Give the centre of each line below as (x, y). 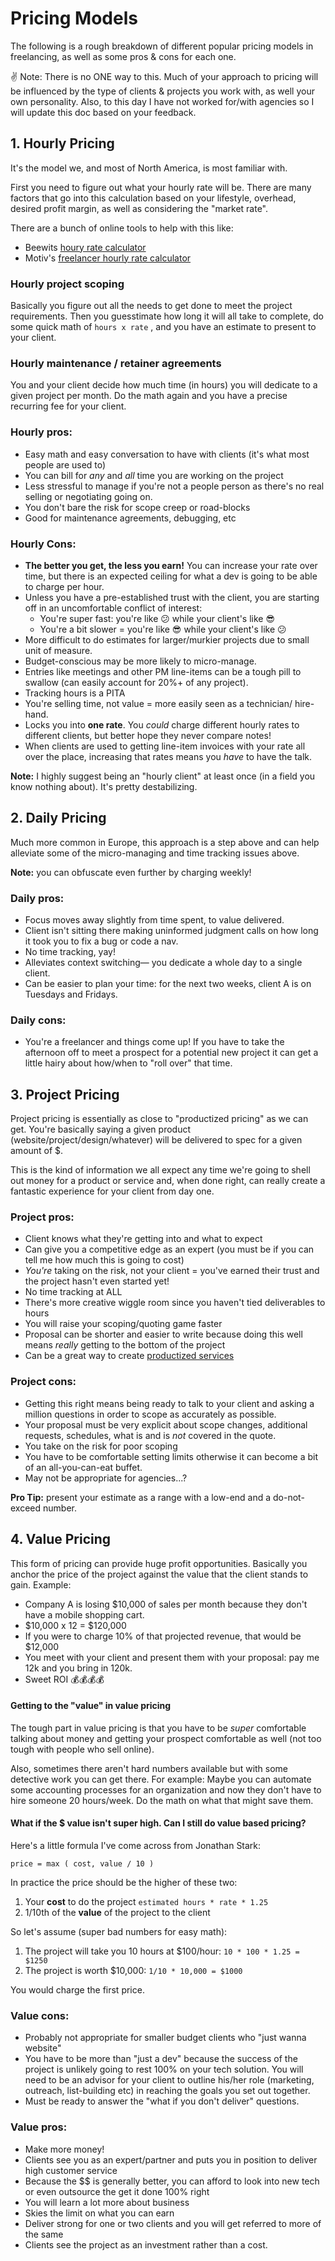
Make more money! (64, 2149)
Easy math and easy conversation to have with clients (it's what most (167, 454)
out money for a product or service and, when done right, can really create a (168, 1181)
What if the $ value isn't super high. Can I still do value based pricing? (158, 1823)
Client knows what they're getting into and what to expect (143, 1239)
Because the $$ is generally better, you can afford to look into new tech (172, 2181)
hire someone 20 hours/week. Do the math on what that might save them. (162, 1800)
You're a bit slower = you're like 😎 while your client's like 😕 (163, 629)
